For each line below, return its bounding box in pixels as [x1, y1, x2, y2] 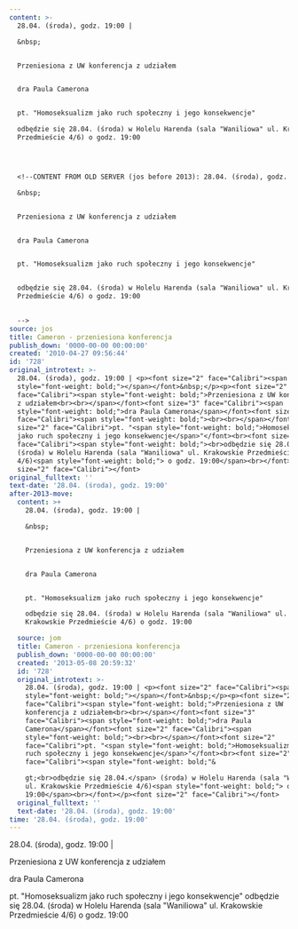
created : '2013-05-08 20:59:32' [17, 658, 137, 667]
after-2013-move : [9, 489, 74, 498]
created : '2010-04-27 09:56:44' [9, 349, 129, 358]
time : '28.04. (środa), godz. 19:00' [9, 814, 149, 824]
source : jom [17, 634, 62, 643]
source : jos [9, 324, 53, 333]
